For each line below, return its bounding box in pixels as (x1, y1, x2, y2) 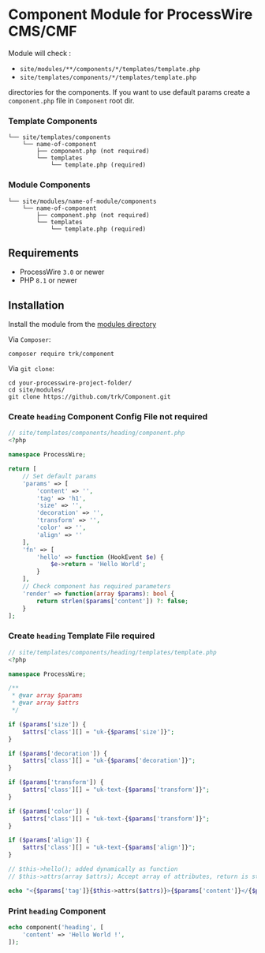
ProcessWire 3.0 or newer (19, 267, 105, 277)
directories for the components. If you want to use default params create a (8, 87, 251, 96)
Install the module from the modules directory (8, 320, 157, 329)
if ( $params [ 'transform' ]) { (8, 779, 104, 786)
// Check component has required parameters (22, 583, 171, 591)
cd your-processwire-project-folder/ (8, 379, 132, 388)
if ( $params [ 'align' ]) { (8, 836, 90, 844)
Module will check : (8, 48, 72, 58)
